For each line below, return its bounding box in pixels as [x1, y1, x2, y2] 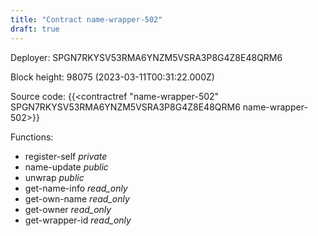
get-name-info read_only [24, 182, 128, 194]
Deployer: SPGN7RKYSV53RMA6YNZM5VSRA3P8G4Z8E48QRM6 [10, 51, 283, 63]
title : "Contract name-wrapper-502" [10, 14, 163, 25]
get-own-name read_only [24, 192, 130, 205]
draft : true [10, 24, 60, 34]
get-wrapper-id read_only [24, 214, 132, 226]
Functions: [10, 131, 54, 143]
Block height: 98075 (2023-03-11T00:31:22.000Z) [10, 71, 215, 83]
